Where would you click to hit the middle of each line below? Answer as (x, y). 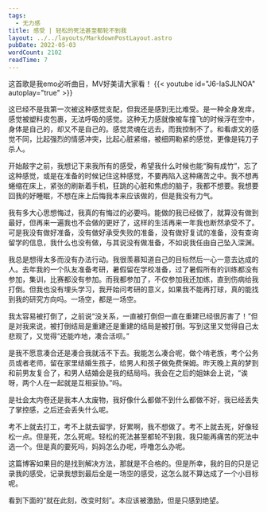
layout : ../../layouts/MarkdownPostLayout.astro (90, 38)
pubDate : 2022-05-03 (43, 45)
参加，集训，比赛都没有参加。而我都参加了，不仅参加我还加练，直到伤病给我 (133, 279)
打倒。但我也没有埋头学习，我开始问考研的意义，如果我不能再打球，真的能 (130, 289)
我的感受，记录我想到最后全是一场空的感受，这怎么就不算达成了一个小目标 (137, 473)
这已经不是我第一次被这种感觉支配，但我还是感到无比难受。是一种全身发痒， (133, 109)
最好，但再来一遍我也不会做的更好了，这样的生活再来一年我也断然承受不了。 (133, 222)
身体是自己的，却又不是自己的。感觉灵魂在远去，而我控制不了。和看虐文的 (130, 129)
